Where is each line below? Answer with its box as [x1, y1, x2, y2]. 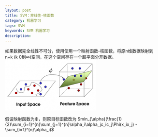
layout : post [5, 8, 31, 13]
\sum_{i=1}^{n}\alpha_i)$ [5, 127, 54, 132]
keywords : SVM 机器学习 [5, 28, 50, 34]
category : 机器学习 [5, 18, 42, 23]
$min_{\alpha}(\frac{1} [77, 116, 122, 121]
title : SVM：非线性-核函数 [5, 13, 54, 18]
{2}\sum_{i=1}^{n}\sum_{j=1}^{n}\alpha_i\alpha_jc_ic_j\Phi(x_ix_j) [5, 121, 134, 127]
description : [5, 34, 31, 38]
